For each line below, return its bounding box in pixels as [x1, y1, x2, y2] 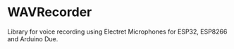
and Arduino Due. [7, 34, 58, 43]
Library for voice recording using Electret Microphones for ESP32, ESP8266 [7, 27, 228, 36]
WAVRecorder [7, 4, 92, 20]
